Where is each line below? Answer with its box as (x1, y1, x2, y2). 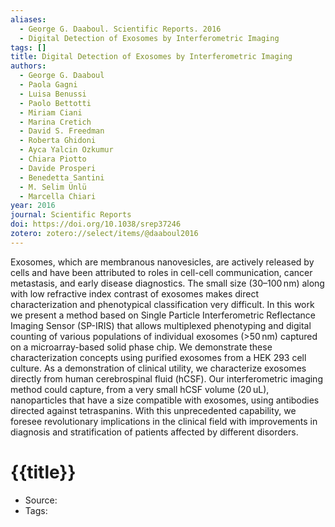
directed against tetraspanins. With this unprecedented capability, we (10, 404, 297, 416)
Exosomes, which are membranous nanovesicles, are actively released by (10, 256, 315, 268)
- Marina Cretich (19, 117, 92, 127)
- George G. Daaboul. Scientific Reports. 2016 (19, 24, 222, 34)
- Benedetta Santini (19, 172, 105, 183)
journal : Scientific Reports (10, 210, 132, 220)
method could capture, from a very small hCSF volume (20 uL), (10, 383, 270, 395)
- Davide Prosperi (19, 163, 97, 173)
